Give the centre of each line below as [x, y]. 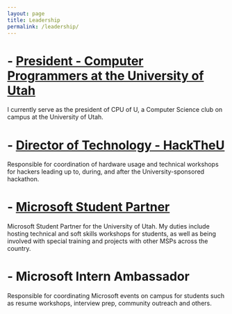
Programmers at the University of [106, 75]
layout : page [26, 14]
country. [19, 249]
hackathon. [23, 179]
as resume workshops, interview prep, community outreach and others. [109, 304]
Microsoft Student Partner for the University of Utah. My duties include [108, 226]
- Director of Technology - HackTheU [116, 145]
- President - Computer [75, 61]
